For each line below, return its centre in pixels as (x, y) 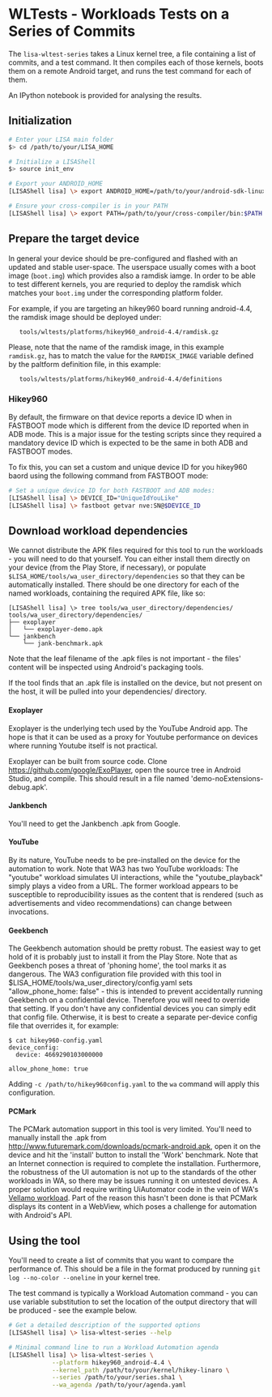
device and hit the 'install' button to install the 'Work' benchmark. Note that (134, 1155)
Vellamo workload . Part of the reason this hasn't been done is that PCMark (133, 1198)
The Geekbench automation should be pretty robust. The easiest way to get (135, 948)
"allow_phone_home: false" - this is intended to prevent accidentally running (136, 991)
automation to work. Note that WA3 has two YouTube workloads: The (123, 869)
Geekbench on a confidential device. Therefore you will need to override (129, 1000)
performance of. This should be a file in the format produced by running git (135, 1269)
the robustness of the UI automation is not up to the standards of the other (132, 1173)
